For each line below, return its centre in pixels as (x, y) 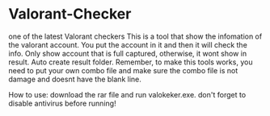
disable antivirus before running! (62, 103)
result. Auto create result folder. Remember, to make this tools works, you (131, 62)
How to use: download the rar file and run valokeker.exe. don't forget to (127, 94)
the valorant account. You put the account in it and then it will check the (128, 44)
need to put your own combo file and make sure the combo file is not (123, 70)
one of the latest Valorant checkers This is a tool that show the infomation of (135, 36)
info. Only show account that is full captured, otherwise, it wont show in (128, 53)
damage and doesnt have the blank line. (75, 79)
